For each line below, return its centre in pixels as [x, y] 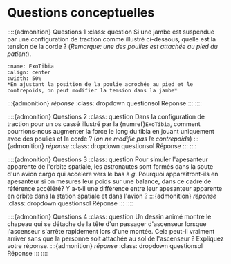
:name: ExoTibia [30, 66]
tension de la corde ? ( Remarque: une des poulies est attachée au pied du [112, 46]
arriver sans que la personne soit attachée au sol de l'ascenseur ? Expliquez [115, 238]
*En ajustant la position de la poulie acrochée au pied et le [100, 84]
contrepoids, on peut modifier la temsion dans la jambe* [92, 90]
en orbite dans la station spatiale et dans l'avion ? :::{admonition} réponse [112, 196]
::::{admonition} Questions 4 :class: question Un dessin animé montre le [109, 216]
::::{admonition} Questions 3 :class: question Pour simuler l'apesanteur [108, 159]
